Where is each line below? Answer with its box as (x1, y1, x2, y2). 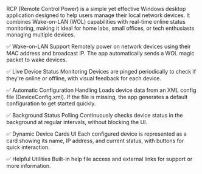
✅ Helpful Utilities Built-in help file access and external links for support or (6, 155, 193, 162)
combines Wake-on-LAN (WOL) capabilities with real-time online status (6, 18, 186, 25)
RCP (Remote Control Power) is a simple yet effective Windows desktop (6, 5, 186, 12)
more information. (6, 162, 51, 169)
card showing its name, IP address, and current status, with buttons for (6, 137, 184, 144)
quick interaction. (6, 144, 50, 151)
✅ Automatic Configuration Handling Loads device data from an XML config (6, 86, 197, 94)
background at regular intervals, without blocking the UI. (6, 119, 148, 125)
